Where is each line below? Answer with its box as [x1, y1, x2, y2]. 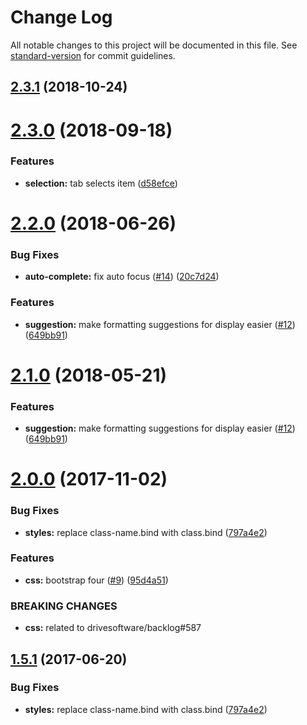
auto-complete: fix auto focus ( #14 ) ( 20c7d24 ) [24, 271, 220, 283]
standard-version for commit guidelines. [10, 49, 176, 61]
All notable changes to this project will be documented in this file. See [10, 39, 298, 51]
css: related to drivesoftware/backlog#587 [24, 622, 202, 634]
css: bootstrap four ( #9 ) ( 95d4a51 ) [24, 574, 169, 586]
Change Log [10, 6, 113, 29]
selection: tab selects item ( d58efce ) [24, 177, 178, 189]
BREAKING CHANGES [10, 599, 118, 613]
